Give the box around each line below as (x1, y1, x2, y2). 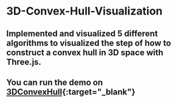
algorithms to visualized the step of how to (6, 38, 172, 48)
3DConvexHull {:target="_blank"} (6, 87, 136, 97)
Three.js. (6, 56, 41, 67)
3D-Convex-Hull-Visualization (6, 4, 163, 18)
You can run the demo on (6, 77, 103, 87)
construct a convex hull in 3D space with (6, 47, 164, 58)
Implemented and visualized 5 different (6, 28, 158, 39)
